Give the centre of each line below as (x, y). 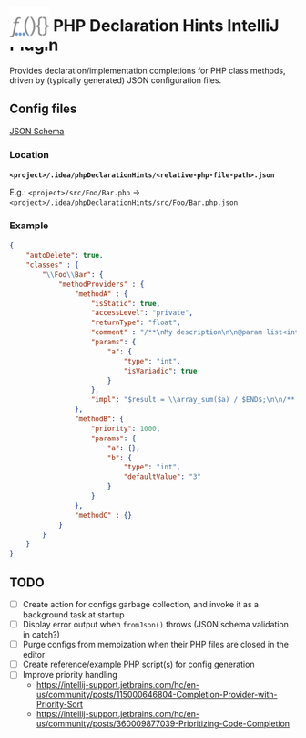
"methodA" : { (101, 294)
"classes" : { (52, 265)
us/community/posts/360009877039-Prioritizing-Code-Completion (163, 724)
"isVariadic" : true (160, 371)
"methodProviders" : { (101, 284)
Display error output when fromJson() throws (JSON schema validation (156, 625)
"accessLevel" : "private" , (142, 313)
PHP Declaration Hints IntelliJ (166, 26)
